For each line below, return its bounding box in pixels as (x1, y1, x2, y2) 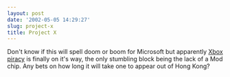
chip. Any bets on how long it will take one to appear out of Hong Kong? (7, 62, 211, 70)
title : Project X (7, 29, 57, 36)
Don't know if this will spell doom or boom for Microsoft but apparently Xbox (7, 48, 223, 56)
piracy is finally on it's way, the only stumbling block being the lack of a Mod (7, 55, 223, 63)
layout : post (7, 10, 45, 17)
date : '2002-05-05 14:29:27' (7, 16, 91, 23)
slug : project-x (7, 22, 54, 29)
